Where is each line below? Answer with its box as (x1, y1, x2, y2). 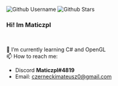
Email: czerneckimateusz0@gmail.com (15, 73, 112, 81)
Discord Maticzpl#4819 (15, 67, 75, 74)
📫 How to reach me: (6, 53, 58, 60)
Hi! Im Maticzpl (6, 20, 51, 29)
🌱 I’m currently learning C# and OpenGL (6, 46, 106, 54)
